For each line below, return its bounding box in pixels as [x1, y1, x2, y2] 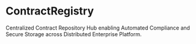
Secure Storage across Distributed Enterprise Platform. [5, 30, 142, 37]
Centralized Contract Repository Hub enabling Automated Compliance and [5, 24, 191, 31]
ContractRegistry [5, 4, 94, 18]
